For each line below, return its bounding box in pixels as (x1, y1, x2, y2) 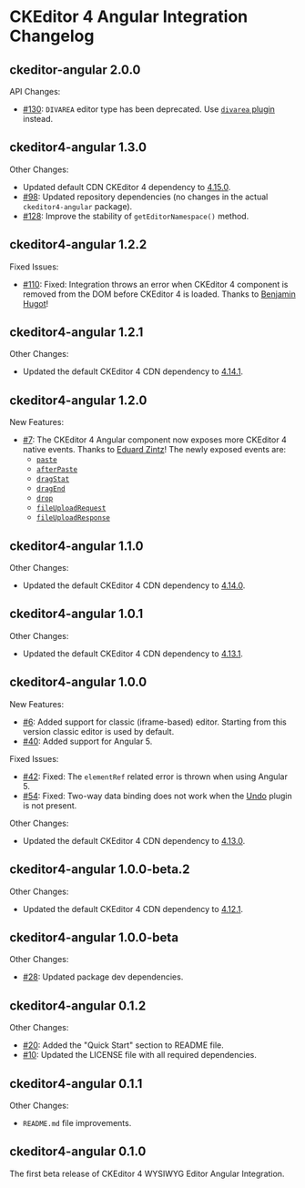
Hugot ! (22, 298, 49, 309)
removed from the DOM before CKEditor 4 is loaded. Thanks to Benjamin (22, 289, 296, 300)
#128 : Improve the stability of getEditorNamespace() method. (22, 210, 249, 221)
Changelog (9, 25, 95, 46)
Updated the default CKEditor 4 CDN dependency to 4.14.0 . (22, 580, 246, 591)
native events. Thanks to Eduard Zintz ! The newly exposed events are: (22, 444, 287, 455)
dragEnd (36, 484, 66, 493)
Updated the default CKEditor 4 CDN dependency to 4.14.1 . (22, 366, 244, 377)
